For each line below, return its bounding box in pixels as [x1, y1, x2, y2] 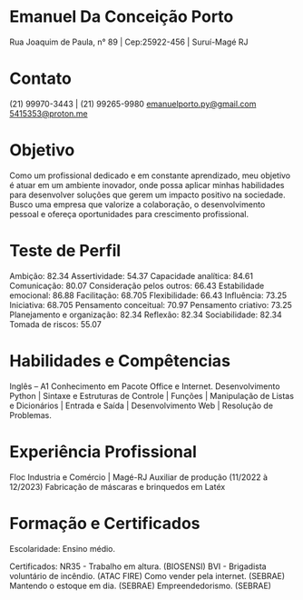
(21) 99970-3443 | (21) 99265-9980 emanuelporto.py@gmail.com [9, 98, 257, 109]
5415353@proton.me [9, 107, 88, 119]
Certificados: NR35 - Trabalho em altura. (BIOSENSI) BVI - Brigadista [9, 561, 267, 572]
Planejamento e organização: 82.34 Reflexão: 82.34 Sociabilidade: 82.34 [9, 309, 283, 320]
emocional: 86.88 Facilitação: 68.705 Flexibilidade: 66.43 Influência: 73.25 [9, 289, 288, 301]
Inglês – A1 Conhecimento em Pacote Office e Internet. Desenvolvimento [9, 380, 280, 392]
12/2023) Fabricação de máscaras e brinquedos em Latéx [9, 481, 226, 492]
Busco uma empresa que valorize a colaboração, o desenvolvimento [9, 198, 266, 210]
